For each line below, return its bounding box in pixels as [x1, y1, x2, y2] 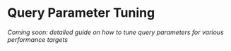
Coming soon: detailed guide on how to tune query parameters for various [7, 28, 224, 36]
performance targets [7, 35, 69, 43]
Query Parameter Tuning [7, 5, 155, 21]
